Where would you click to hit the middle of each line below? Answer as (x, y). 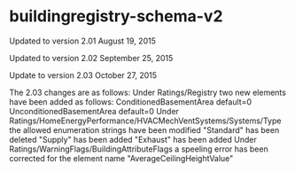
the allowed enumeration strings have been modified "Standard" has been (144, 129)
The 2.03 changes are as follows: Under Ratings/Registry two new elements (147, 92)
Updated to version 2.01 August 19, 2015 (83, 41)
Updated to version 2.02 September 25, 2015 (91, 58)
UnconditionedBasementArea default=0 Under (94, 111)
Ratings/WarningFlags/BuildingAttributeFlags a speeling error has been (139, 149)
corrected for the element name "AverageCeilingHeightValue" (121, 158)
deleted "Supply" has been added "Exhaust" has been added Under (133, 139)
